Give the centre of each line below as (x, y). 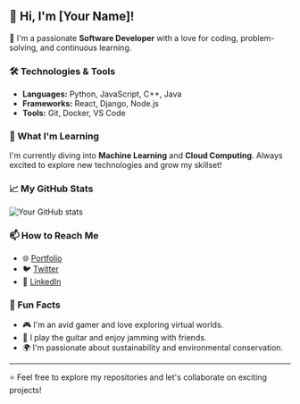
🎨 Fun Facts (35, 305)
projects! (25, 391)
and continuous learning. (86, 47)
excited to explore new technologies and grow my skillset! (116, 165)
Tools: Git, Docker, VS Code (74, 114)
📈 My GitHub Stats (51, 189)
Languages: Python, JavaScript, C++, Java (102, 94)
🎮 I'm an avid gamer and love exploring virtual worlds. (123, 325)
